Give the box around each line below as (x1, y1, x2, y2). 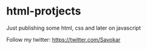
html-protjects (6, 4, 81, 18)
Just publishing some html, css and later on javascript (6, 24, 141, 31)
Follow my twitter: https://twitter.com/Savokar (6, 36, 121, 43)
